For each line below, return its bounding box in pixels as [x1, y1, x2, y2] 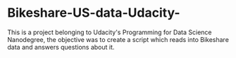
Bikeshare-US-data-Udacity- [7, 5, 181, 21]
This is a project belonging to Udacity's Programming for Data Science [7, 28, 213, 36]
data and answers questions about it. [7, 43, 115, 51]
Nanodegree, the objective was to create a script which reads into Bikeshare [7, 35, 229, 43]
